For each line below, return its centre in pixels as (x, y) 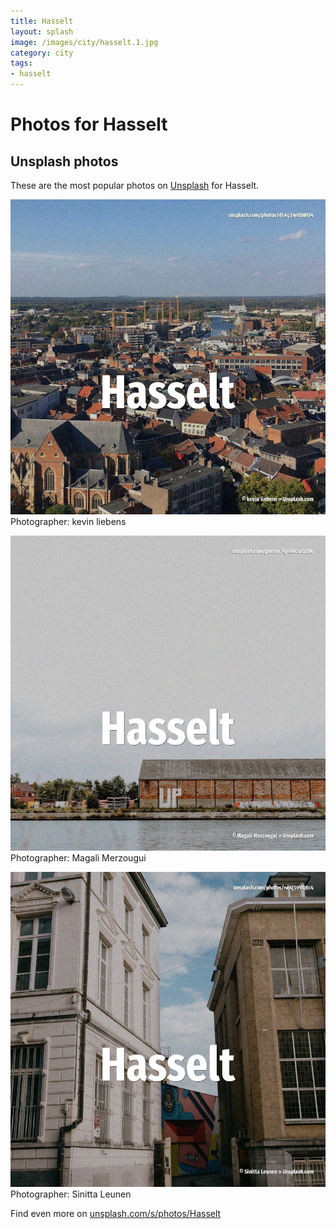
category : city (42, 53)
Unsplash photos (64, 161)
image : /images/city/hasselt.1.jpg (84, 42)
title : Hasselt (42, 21)
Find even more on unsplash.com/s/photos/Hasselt (116, 1213)
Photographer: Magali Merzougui (78, 858)
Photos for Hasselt (89, 124)
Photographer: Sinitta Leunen (71, 1194)
